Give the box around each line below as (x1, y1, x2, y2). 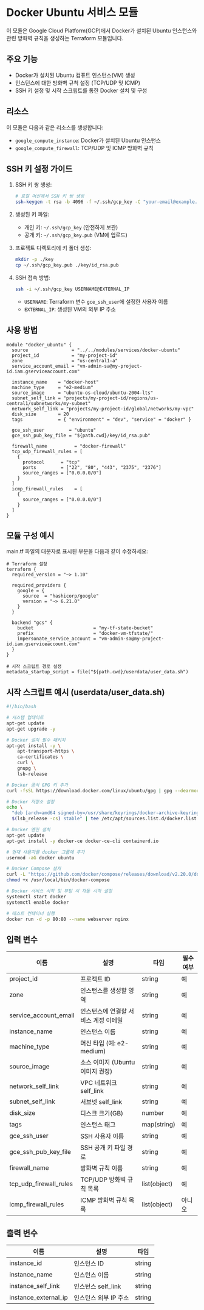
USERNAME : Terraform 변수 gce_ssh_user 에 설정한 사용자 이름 (24, 298, 168, 305)
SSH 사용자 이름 (80, 1132, 124, 1140)
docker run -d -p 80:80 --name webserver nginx (6, 916, 129, 922)
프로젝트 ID (80, 975, 111, 984)
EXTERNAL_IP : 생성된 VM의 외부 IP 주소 (24, 306, 117, 313)
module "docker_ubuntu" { (6, 342, 72, 348)
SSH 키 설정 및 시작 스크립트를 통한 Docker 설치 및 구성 (15, 87, 148, 94)
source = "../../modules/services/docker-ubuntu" (12, 347, 181, 353)
